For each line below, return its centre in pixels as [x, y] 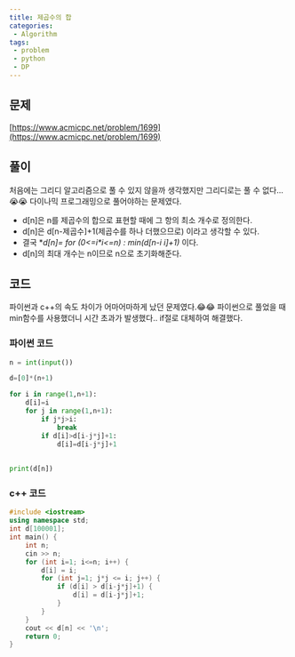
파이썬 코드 [32, 343]
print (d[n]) [31, 469]
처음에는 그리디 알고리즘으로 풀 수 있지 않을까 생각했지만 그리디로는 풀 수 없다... [147, 190]
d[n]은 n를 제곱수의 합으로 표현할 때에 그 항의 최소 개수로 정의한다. [137, 220]
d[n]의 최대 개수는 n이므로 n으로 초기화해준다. [102, 253]
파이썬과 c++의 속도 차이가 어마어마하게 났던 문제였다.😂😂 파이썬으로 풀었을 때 [147, 307]
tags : [19, 42]
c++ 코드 [28, 493]
